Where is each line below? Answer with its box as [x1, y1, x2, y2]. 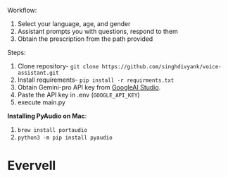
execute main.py [17, 98, 65, 106]
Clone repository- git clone [17, 62, 99, 70]
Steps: [7, 49, 26, 56]
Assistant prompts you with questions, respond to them [17, 28, 178, 35]
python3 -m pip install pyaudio [17, 134, 113, 141]
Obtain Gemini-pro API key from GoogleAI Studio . [17, 83, 161, 91]
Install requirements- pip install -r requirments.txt [17, 75, 175, 84]
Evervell [7, 158, 56, 173]
